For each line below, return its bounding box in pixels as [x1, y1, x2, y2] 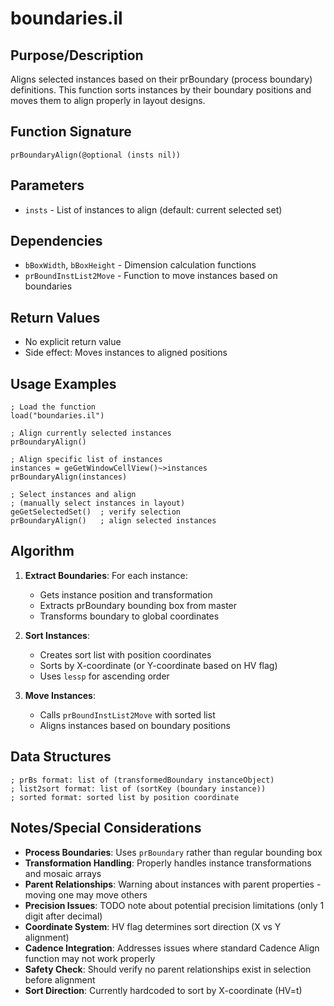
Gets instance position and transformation [39, 588, 213, 601]
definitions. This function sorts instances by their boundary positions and [10, 84, 312, 96]
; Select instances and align [10, 490, 137, 500]
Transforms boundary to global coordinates [39, 610, 220, 622]
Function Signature [10, 123, 132, 141]
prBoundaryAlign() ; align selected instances [10, 516, 217, 526]
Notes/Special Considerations [10, 820, 202, 837]
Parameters [10, 177, 85, 194]
